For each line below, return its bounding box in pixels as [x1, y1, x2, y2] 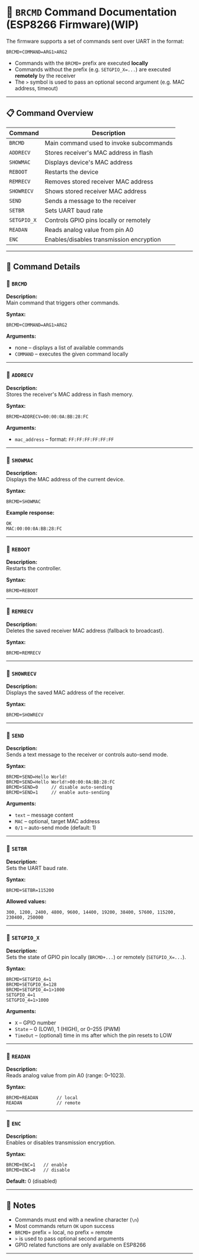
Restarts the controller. [6, 565, 62, 572]
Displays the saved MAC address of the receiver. [6, 688, 126, 696]
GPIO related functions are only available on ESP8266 [14, 1242, 146, 1249]
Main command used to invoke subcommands [44, 139, 173, 147]
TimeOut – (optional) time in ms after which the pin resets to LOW [14, 1032, 172, 1039]
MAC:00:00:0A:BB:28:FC [6, 526, 62, 532]
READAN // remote [6, 1100, 81, 1106]
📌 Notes [6, 1200, 36, 1210]
